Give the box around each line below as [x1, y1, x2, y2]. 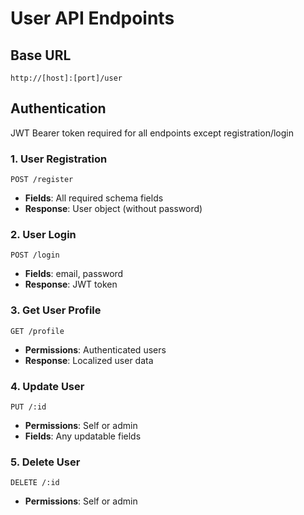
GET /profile [10, 326, 65, 336]
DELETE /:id [10, 478, 60, 488]
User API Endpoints [10, 7, 175, 30]
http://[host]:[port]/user [10, 73, 123, 83]
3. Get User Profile [10, 303, 102, 317]
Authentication [10, 100, 107, 117]
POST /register [10, 175, 74, 185]
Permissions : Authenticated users [24, 343, 167, 356]
